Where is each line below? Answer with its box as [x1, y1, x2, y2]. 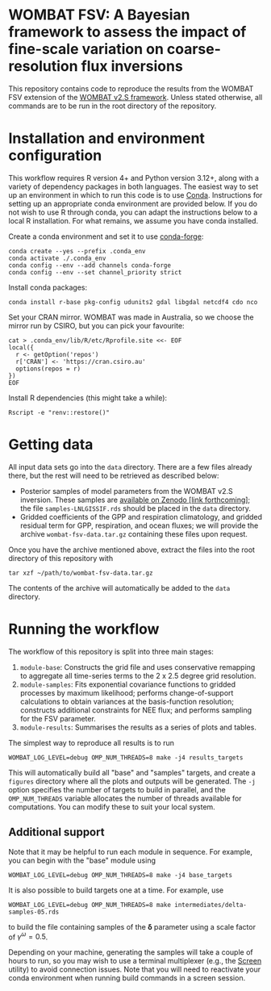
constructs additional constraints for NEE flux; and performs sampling [19, 705, 252, 715]
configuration [8, 147, 102, 165]
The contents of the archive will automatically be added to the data [8, 583, 231, 592]
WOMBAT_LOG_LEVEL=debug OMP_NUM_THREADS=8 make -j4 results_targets [8, 753, 244, 762]
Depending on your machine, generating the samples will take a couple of [8, 947, 253, 957]
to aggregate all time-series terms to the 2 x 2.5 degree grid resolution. [19, 671, 256, 680]
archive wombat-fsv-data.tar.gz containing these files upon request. [19, 529, 248, 538]
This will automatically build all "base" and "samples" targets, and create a [8, 767, 256, 777]
